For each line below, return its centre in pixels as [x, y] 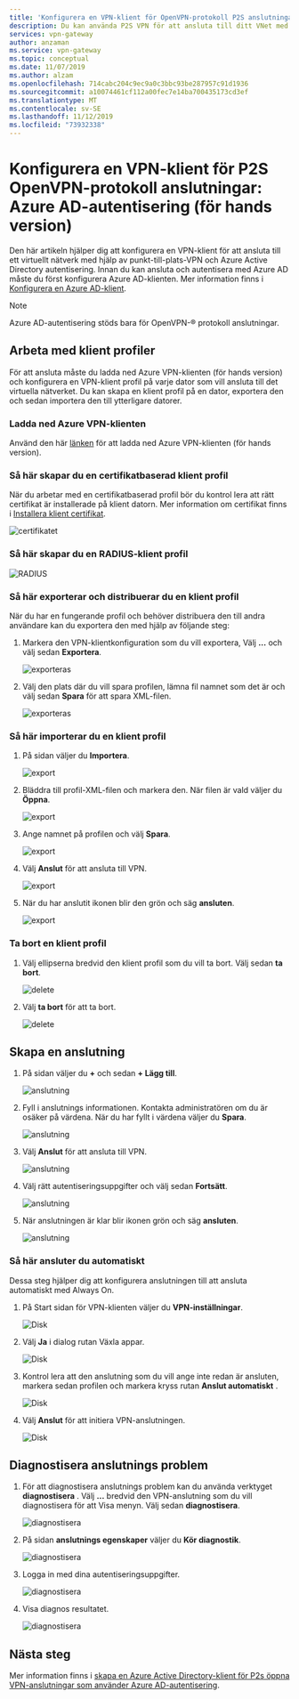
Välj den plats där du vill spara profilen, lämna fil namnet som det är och [154, 686]
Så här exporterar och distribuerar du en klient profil [124, 596]
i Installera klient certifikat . [58, 514]
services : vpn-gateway [51, 34]
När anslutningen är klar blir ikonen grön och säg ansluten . [130, 1221]
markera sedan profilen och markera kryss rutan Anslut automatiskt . [150, 1386]
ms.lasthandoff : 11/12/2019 [61, 117]
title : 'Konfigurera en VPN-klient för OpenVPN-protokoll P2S [127, 17]
